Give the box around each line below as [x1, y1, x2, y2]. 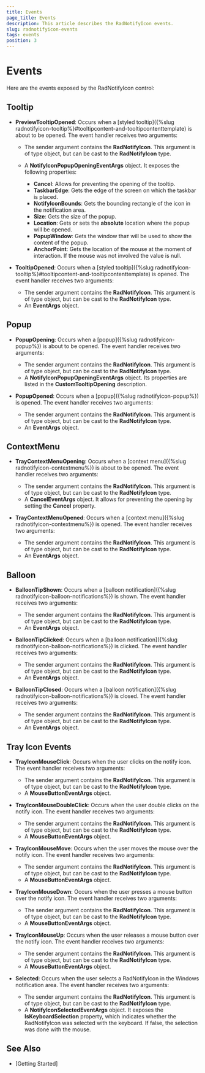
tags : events [6, 32, 40, 38]
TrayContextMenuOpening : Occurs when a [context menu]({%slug [15, 458, 187, 465]
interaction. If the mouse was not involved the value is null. [33, 252, 182, 259]
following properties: [24, 168, 77, 176]
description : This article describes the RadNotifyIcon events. [6, 20, 174, 26]
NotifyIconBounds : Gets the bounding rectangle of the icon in [33, 199, 191, 207]
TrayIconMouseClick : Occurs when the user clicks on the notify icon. [15, 758, 192, 765]
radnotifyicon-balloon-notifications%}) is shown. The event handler [15, 593, 186, 600]
